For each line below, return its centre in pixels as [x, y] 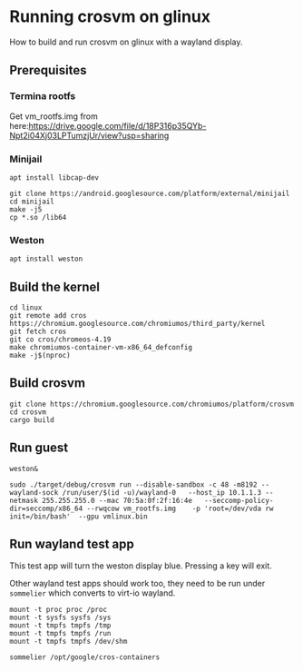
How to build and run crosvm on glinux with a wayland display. [126, 42]
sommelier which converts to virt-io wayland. [93, 593]
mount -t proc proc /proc [58, 610]
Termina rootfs [43, 96]
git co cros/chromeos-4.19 [60, 340]
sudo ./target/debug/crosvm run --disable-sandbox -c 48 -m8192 [133, 484]
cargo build [32, 419]
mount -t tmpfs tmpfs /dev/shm [68, 642]
